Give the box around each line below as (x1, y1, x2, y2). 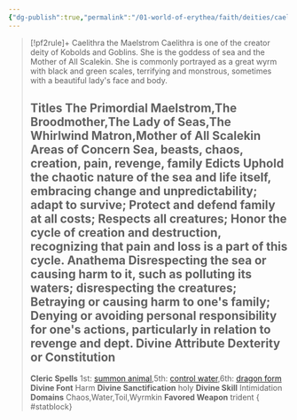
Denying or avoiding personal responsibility (29, 308, 277, 323)
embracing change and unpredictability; (29, 183, 258, 199)
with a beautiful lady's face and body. (29, 74, 168, 85)
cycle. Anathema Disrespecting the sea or (29, 253, 267, 268)
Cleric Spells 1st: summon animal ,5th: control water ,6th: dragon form (29, 373, 282, 384)
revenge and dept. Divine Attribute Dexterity (29, 336, 281, 351)
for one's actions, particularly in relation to (29, 323, 271, 338)
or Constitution (29, 350, 116, 365)
